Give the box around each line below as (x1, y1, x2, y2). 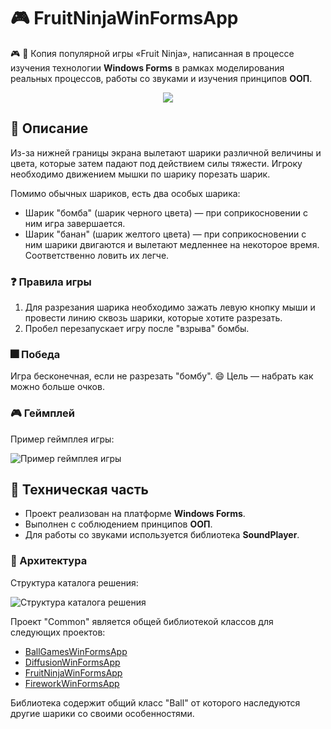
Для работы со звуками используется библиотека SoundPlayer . (24, 529, 300, 541)
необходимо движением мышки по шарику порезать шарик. (10, 168, 271, 180)
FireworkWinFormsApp (24, 677, 120, 689)
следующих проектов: (10, 626, 106, 638)
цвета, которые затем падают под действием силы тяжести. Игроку (10, 157, 303, 169)
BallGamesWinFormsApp (24, 645, 128, 657)
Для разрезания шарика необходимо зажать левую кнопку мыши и (24, 301, 316, 314)
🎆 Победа (10, 347, 61, 361)
